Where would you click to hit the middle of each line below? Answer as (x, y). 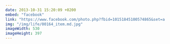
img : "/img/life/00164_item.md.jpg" (44, 24)
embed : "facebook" (25, 15)
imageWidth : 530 (22, 29)
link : (11, 19)
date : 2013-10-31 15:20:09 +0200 (41, 10)
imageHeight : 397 (24, 33)
